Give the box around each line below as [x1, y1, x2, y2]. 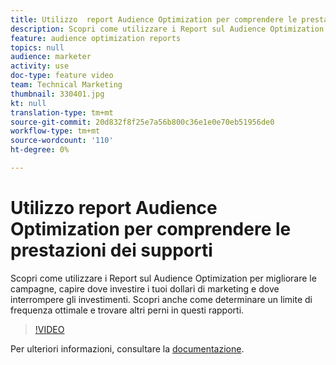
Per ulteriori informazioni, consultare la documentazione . [10, 342, 245, 355]
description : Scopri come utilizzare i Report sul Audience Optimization [10, 24, 325, 34]
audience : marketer [10, 52, 92, 62]
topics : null [10, 42, 65, 53]
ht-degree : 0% [10, 145, 70, 155]
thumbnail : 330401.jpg [10, 89, 105, 99]
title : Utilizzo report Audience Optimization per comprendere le [10, 14, 298, 25]
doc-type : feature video [10, 71, 114, 81]
